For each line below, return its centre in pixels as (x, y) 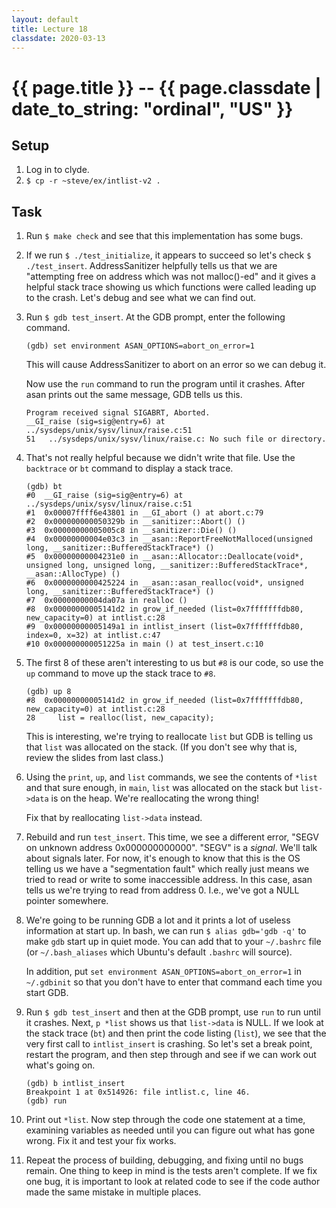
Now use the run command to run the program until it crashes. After (165, 384)
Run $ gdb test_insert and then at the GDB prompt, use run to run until (173, 1012)
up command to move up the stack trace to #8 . (120, 673)
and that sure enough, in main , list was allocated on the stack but (162, 788)
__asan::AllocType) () (73, 574)
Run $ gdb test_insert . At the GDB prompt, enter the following (155, 317)
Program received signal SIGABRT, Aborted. (118, 413)
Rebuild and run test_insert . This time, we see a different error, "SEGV (172, 837)
